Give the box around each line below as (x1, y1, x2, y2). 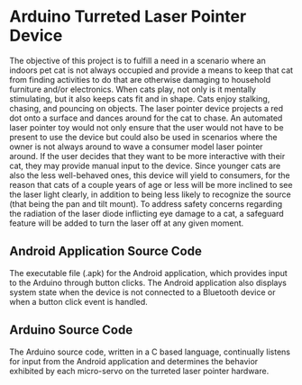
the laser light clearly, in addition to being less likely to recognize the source (9, 189, 291, 200)
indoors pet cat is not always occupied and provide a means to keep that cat (9, 65, 294, 76)
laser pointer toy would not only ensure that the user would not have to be (9, 121, 284, 132)
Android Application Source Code (9, 244, 203, 259)
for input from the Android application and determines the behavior (9, 355, 259, 366)
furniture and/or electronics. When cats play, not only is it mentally (9, 84, 257, 94)
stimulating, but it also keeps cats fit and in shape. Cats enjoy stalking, (9, 93, 270, 104)
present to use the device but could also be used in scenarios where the (9, 131, 278, 142)
